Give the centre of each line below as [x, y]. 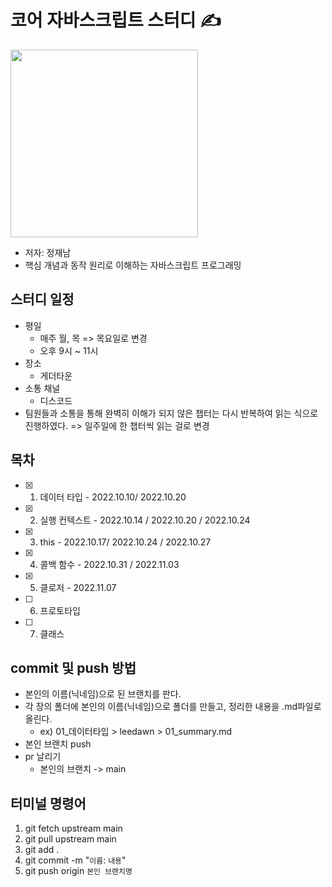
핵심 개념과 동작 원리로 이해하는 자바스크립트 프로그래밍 [133, 265]
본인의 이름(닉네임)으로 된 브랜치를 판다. [103, 694]
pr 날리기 [43, 757]
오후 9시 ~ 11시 [69, 350]
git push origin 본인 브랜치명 [78, 871]
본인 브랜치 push [58, 744]
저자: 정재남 [48, 252]
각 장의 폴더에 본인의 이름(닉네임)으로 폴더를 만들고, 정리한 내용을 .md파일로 [173, 707]
